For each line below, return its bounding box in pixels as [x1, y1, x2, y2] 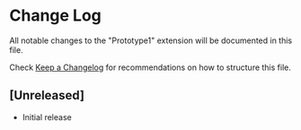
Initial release [22, 111, 72, 122]
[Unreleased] [9, 88, 85, 103]
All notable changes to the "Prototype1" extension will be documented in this [9, 35, 293, 46]
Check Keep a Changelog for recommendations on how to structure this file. [9, 62, 292, 73]
